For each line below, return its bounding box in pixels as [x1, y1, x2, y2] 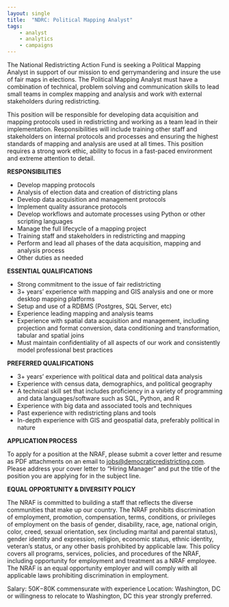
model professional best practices [16, 346, 113, 354]
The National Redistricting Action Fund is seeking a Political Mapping [7, 61, 201, 69]
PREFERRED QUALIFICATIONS [7, 359, 94, 367]
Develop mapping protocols [16, 181, 96, 189]
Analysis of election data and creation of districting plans [16, 188, 178, 196]
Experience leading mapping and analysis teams [16, 309, 154, 318]
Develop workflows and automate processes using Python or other [16, 210, 206, 218]
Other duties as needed [16, 254, 84, 261]
